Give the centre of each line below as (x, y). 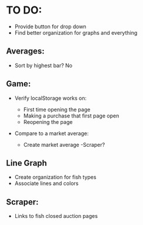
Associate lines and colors (46, 183)
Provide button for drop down (50, 26)
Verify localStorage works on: (51, 98)
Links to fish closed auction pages (56, 216)
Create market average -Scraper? (64, 145)
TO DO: (24, 10)
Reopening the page (48, 122)
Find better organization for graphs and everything (76, 32)
